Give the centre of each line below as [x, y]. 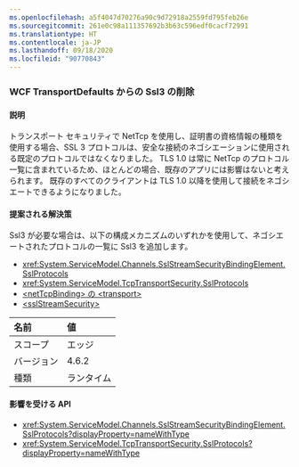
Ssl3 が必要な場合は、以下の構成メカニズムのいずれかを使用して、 [131, 235]
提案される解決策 [40, 214]
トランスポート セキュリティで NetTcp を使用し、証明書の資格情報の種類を [146, 136]
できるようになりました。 [79, 192]
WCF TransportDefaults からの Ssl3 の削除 [102, 92]
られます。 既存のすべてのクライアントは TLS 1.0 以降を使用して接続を [138, 181]
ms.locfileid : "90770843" [57, 59]
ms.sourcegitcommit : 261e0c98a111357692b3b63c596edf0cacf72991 [129, 26]
